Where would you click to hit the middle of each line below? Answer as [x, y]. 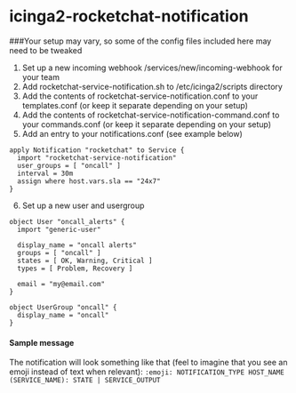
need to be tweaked [46, 50]
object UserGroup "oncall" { [63, 307]
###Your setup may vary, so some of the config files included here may [140, 41]
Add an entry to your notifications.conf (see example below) [132, 133]
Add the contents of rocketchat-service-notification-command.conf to [151, 115]
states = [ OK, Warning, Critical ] [85, 261]
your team [41, 76]
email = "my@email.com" [61, 284]
